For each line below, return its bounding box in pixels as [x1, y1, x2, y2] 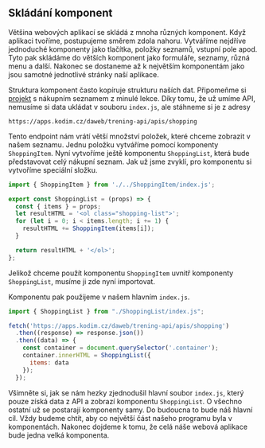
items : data [29, 358, 69, 367]
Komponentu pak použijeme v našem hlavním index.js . [8, 292, 190, 302]
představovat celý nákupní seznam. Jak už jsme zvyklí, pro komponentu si [8, 157, 252, 166]
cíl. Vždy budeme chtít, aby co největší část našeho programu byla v [8, 413, 232, 423]
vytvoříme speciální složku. [8, 165, 98, 174]
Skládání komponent [8, 6, 113, 20]
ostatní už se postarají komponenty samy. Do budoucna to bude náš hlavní [8, 405, 253, 415]
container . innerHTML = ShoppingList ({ [22, 352, 151, 360]
